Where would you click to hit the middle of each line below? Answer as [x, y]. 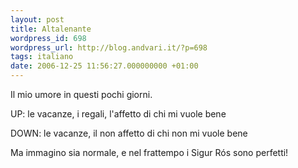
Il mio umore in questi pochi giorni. [81, 94]
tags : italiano [42, 57]
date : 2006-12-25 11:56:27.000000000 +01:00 [104, 66]
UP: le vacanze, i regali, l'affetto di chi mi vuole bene [118, 114]
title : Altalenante [51, 29]
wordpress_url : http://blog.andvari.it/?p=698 [109, 47]
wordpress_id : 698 [48, 38]
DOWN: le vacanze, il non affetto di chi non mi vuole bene [129, 133]
